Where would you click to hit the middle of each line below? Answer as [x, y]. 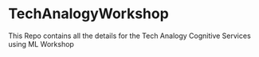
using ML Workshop [41, 44]
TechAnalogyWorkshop [88, 14]
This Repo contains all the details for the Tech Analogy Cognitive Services [129, 36]
